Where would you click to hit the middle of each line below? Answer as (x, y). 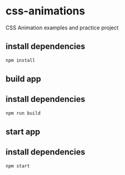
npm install (20, 60)
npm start (18, 166)
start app (23, 132)
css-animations (45, 11)
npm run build (23, 113)
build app (23, 79)
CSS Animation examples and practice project (62, 28)
